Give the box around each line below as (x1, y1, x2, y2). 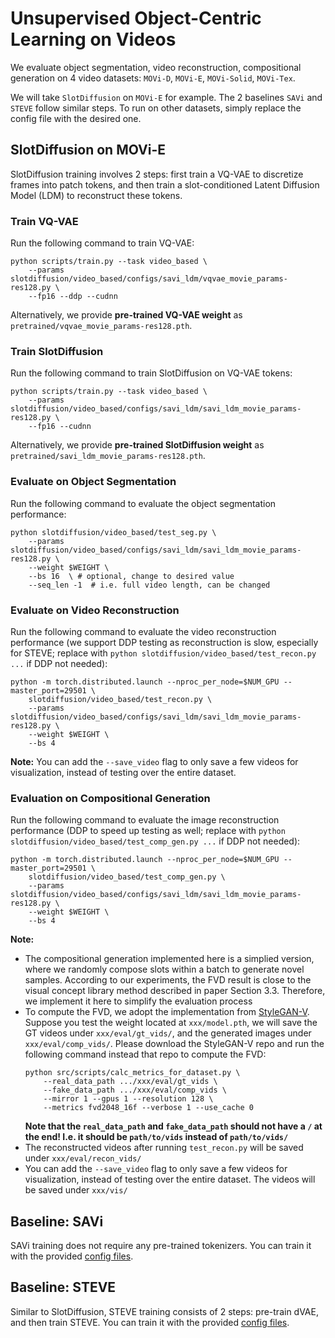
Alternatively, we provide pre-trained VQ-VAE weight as (10, 309, 243, 321)
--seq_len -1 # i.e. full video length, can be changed (28, 580, 271, 590)
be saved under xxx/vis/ (24, 1184, 128, 1196)
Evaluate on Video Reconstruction (10, 603, 180, 617)
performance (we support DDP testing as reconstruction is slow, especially (10, 636, 319, 648)
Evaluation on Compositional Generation (10, 791, 211, 805)
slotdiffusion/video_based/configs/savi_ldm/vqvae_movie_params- (10, 274, 288, 284)
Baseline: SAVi (10, 1213, 104, 1230)
